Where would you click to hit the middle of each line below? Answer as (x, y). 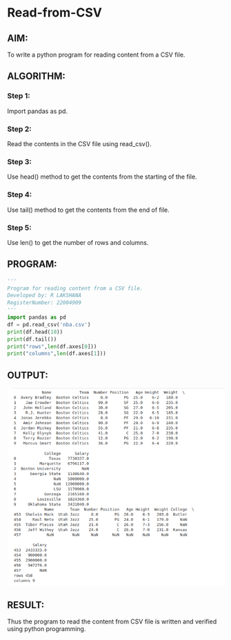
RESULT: (26, 605)
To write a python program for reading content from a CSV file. (96, 54)
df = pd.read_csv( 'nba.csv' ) (49, 324)
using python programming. (47, 629)
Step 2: (20, 129)
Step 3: (20, 161)
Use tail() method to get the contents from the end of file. (89, 210)
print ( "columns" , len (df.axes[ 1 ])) (57, 354)
